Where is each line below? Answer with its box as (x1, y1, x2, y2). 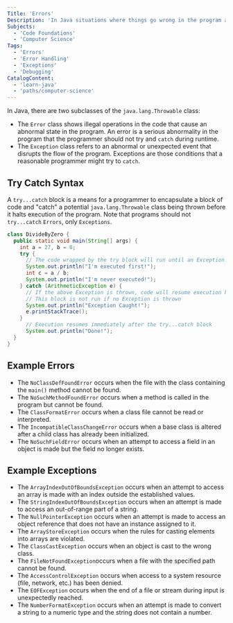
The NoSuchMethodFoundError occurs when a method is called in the (17, 393, 209, 401)
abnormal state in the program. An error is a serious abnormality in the (17, 128, 218, 136)
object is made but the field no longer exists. (17, 445, 145, 453)
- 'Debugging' (13, 68, 54, 75)
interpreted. (17, 415, 51, 423)
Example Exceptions (7, 464, 97, 476)
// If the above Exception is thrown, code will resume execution (25, 289, 222, 296)
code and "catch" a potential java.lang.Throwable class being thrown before (7, 203, 226, 211)
